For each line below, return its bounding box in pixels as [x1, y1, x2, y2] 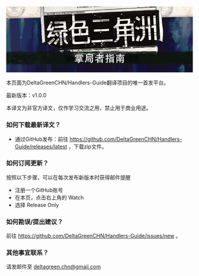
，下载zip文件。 [68, 143, 107, 150]
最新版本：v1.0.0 [6, 92, 47, 99]
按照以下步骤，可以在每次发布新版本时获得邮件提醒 [6, 174, 131, 181]
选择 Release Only [14, 201, 59, 208]
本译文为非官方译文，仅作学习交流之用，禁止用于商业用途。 [6, 105, 152, 112]
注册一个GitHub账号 [14, 186, 63, 193]
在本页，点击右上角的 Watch [14, 194, 84, 201]
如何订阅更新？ [6, 159, 49, 167]
